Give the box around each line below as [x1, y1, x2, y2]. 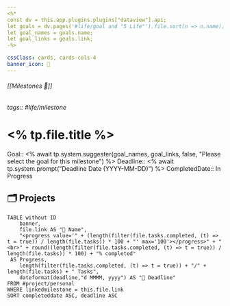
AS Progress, [10, 256, 48, 263]
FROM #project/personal [7, 280, 75, 287]
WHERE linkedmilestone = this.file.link [7, 286, 125, 293]
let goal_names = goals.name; [7, 29, 94, 36]
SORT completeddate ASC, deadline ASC [7, 292, 118, 299]
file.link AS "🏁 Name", [19, 226, 88, 233]
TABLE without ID [7, 214, 57, 221]
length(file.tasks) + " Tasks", [7, 268, 99, 275]
